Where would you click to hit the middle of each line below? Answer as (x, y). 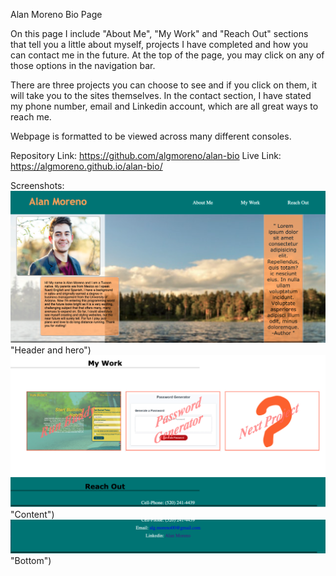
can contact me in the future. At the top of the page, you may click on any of (167, 55)
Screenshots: (37, 185)
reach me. (31, 117)
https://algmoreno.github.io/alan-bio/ (86, 166)
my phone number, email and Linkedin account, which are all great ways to (164, 106)
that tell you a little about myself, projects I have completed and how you (159, 44)
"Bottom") (31, 561)
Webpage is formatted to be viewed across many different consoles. (151, 136)
